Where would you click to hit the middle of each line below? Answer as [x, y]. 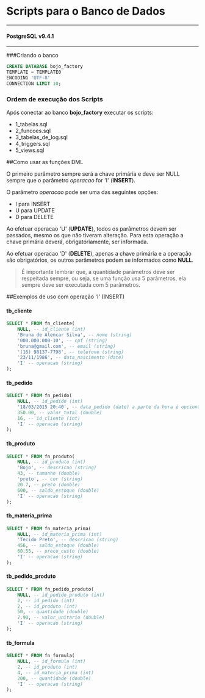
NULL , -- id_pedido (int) [50, 401]
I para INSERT [33, 204]
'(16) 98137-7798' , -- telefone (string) [70, 352]
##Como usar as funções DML [45, 162]
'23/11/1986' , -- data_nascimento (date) [70, 358]
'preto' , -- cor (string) [50, 479]
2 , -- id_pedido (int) [46, 600]
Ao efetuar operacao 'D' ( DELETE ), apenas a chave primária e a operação [99, 253]
